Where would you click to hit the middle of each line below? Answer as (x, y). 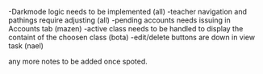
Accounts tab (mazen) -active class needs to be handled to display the (126, 29)
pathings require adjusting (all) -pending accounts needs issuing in (120, 20)
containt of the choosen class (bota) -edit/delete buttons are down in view (132, 37)
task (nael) (26, 46)
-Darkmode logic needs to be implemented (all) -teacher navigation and (128, 12)
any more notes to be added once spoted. (78, 61)
